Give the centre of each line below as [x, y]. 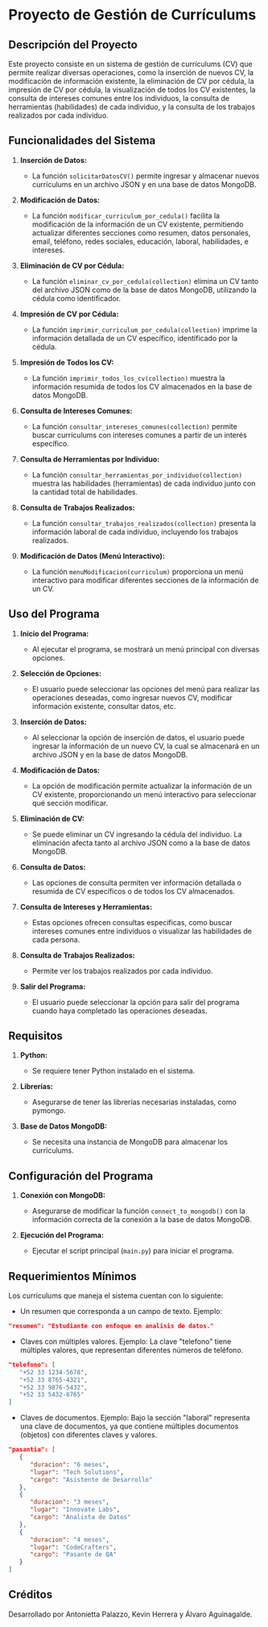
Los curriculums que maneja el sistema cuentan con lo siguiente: [116, 1295]
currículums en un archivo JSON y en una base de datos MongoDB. [144, 184]
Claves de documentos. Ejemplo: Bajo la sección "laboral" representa [135, 1418]
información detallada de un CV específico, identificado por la [135, 338]
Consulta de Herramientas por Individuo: [90, 459]
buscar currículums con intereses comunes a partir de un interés [139, 435]
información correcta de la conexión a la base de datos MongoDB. [142, 1220]
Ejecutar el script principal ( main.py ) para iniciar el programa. [133, 1251]
